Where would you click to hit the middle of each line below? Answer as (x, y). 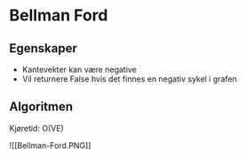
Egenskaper (44, 48)
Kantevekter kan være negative (79, 69)
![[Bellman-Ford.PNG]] (50, 145)
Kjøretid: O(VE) (36, 128)
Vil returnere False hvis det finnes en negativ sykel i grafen (129, 79)
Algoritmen (41, 107)
